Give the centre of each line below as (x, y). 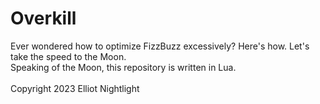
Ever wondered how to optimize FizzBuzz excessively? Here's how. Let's (160, 46)
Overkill (43, 18)
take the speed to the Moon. (68, 56)
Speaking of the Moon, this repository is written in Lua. (123, 67)
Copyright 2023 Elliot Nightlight (75, 88)
